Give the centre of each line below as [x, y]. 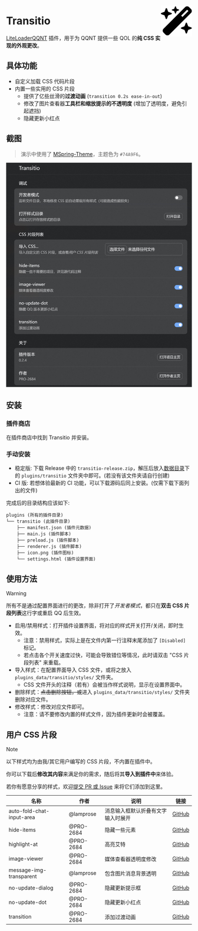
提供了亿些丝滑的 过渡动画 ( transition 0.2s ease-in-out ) [93, 96]
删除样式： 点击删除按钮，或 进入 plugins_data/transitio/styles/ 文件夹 [102, 692]
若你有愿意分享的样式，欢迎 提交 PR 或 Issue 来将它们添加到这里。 [86, 787]
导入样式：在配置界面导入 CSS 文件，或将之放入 [73, 670]
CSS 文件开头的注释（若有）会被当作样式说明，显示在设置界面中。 [104, 685]
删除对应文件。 [33, 699]
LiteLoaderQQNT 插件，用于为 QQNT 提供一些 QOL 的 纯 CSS [80, 38]
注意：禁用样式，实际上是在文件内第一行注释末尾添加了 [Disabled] [105, 640]
